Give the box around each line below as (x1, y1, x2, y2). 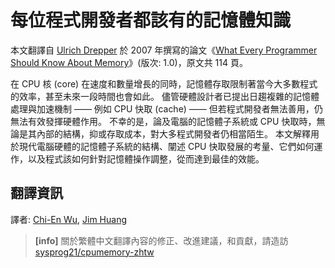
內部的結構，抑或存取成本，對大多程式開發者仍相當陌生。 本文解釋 (36, 127, 311, 140)
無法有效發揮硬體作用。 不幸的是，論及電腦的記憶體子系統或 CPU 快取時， (10, 115, 317, 127)
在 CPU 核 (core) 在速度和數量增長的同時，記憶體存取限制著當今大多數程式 (10, 77, 318, 90)
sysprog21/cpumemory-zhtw (34, 246, 155, 258)
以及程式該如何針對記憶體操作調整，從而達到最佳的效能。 (27, 152, 265, 165)
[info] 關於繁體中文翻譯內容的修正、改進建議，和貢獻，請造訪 (34, 234, 289, 246)
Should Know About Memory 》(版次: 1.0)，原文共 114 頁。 (10, 56, 248, 68)
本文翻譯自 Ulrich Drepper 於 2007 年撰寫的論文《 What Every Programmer (10, 44, 318, 56)
